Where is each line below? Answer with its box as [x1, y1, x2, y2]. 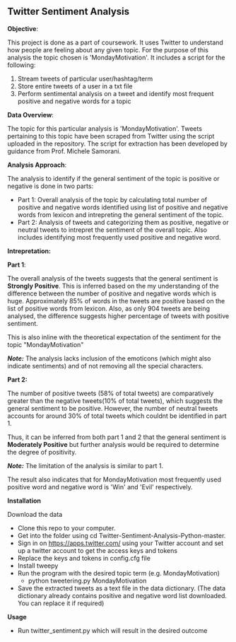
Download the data [7, 510, 63, 518]
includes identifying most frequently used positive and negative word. [17, 233, 221, 241]
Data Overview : [7, 110, 54, 119]
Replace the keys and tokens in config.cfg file [17, 554, 151, 562]
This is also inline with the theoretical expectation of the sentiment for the [7, 332, 221, 342]
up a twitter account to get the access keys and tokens [17, 546, 178, 554]
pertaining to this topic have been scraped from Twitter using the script [7, 132, 215, 140]
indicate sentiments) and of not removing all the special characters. [7, 361, 203, 370]
